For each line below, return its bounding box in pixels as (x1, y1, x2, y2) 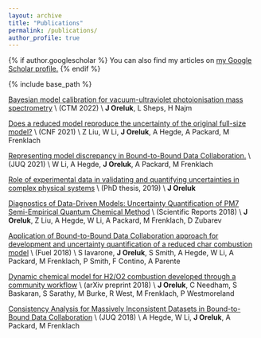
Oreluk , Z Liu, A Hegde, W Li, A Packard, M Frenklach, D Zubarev (8, 216, 222, 225)
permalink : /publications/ (8, 26, 98, 34)
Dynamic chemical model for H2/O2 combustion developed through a (8, 272, 236, 282)
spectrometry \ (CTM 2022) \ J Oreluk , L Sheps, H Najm (8, 103, 193, 113)
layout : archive (8, 11, 62, 20)
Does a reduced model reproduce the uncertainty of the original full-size (8, 118, 247, 128)
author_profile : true (8, 33, 80, 42)
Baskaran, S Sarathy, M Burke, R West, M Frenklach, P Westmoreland (8, 289, 235, 298)
